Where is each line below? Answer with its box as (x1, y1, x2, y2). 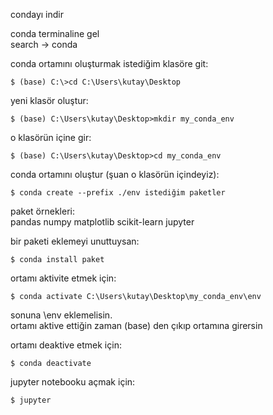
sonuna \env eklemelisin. (10, 309, 113, 321)
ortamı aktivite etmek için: (10, 272, 117, 284)
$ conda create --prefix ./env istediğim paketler (10, 188, 226, 198)
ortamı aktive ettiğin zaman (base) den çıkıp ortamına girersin (10, 320, 263, 331)
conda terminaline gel (10, 28, 100, 39)
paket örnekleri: (10, 205, 76, 217)
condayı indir (10, 9, 64, 20)
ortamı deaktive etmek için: (10, 339, 122, 351)
